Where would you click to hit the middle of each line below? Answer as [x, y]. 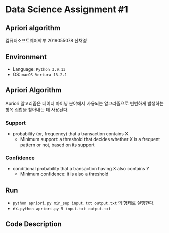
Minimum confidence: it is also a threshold [64, 174]
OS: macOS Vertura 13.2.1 [40, 74]
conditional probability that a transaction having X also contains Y [81, 169]
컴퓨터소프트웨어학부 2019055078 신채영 [46, 41]
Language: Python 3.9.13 [39, 69]
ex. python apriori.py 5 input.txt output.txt [62, 209]
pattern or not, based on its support [57, 145]
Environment [26, 57]
